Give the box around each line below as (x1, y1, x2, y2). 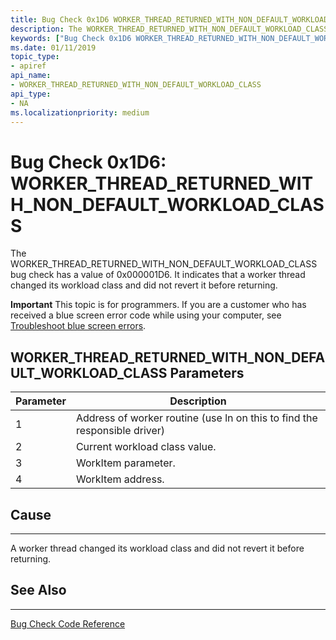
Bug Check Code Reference (10, 617, 126, 630)
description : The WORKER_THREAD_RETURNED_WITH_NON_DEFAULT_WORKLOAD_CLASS (10, 24, 329, 34)
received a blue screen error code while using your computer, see (10, 309, 282, 321)
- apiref (10, 61, 47, 71)
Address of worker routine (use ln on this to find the (75, 411, 318, 425)
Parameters (169, 364, 245, 381)
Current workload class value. (75, 440, 217, 454)
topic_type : (10, 52, 60, 62)
